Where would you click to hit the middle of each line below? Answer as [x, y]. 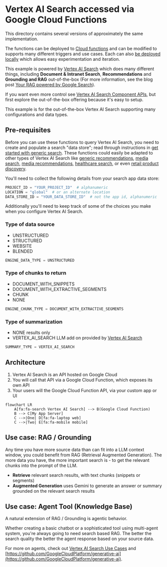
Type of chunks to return [36, 273]
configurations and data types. [37, 114]
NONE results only [31, 333]
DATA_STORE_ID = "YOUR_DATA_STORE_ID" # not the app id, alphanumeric [81, 197]
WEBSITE [22, 246]
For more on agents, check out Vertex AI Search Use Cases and [71, 549]
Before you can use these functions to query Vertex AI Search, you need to [82, 142]
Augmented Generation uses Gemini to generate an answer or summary [87, 486]
